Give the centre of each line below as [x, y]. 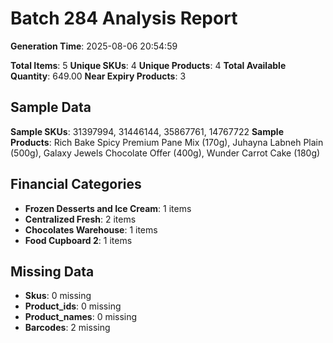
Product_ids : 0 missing [73, 306]
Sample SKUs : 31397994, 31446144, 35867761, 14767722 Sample [147, 131]
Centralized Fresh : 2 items [80, 219]
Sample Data [51, 107]
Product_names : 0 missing [81, 317]
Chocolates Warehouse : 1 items [91, 229]
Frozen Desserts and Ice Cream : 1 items [108, 208]
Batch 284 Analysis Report [124, 18]
